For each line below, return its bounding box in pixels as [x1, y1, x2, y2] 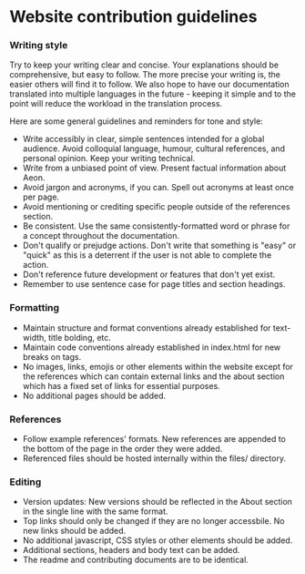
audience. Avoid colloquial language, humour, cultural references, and [22, 143, 285, 154]
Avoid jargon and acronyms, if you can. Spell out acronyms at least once [22, 182, 294, 193]
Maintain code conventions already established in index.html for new [22, 342, 281, 353]
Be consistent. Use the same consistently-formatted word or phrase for [22, 220, 290, 231]
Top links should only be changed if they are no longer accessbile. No [22, 516, 285, 527]
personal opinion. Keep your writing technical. [22, 153, 196, 164]
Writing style [9, 39, 68, 52]
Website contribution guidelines [9, 6, 258, 27]
